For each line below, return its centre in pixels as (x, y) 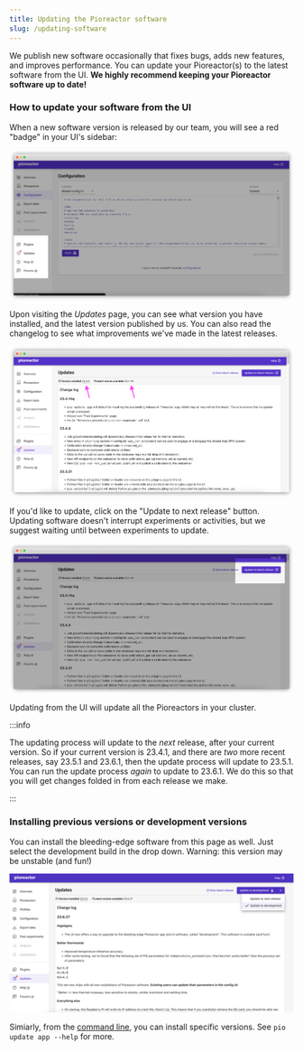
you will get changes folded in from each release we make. (119, 781)
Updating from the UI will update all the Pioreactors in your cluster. (133, 708)
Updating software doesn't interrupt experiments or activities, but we (138, 520)
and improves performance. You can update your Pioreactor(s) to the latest (149, 65)
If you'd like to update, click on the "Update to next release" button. (134, 511)
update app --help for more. (62, 1036)
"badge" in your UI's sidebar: (63, 136)
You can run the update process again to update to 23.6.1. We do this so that (151, 771)
